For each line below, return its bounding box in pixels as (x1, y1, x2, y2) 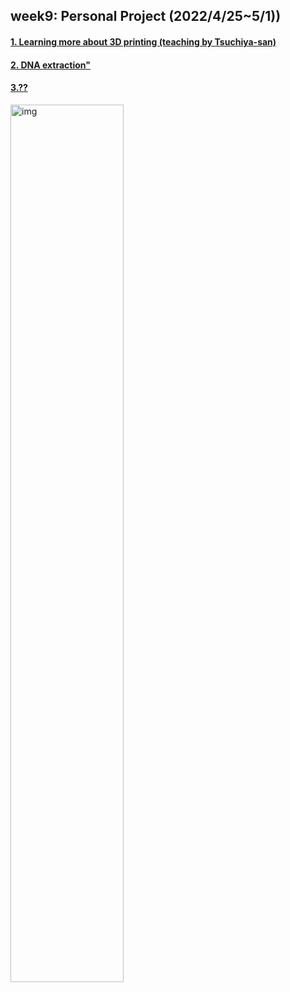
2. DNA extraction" (10, 59, 91, 71)
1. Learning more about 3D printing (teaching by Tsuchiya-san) (10, 35, 277, 48)
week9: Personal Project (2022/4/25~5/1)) (10, 8, 282, 25)
